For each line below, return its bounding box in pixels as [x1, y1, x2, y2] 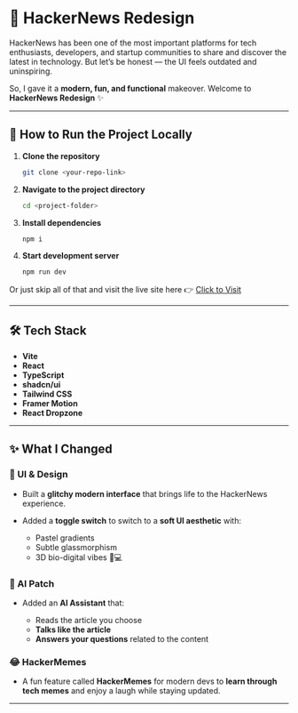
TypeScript [21, 370, 65, 381]
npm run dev [21, 268, 67, 276]
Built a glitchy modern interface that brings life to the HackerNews [21, 488, 268, 499]
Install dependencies [21, 217, 102, 228]
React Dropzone [21, 408, 83, 419]
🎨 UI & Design [9, 469, 68, 481]
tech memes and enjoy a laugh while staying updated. [21, 685, 221, 696]
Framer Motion [21, 398, 78, 409]
